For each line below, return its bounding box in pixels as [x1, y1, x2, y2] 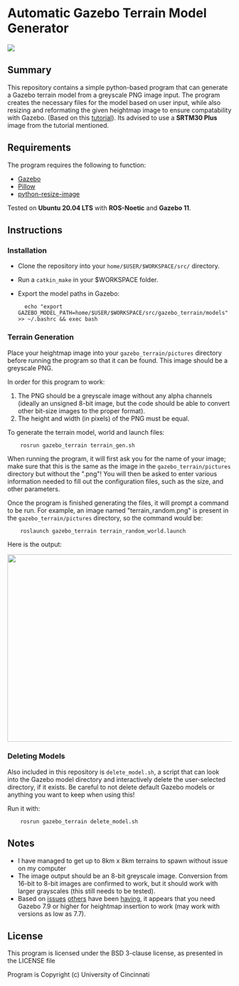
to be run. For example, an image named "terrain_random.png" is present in [7, 505, 229, 515]
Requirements [7, 141, 71, 154]
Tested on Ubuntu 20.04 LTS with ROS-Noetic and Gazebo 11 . [7, 203, 191, 212]
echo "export [24, 303, 63, 311]
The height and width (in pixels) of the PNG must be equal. [17, 414, 190, 423]
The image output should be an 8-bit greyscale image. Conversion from [17, 871, 228, 880]
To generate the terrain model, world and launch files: [7, 428, 165, 436]
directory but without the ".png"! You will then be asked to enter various [7, 469, 218, 478]
